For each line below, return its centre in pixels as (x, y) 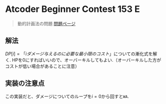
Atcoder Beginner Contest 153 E (73, 9)
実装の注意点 (25, 83)
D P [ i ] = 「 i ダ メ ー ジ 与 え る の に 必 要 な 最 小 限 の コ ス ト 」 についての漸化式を (79, 54)
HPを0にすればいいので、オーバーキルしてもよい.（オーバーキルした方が (86, 60)
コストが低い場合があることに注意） (42, 66)
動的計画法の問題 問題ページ (46, 23)
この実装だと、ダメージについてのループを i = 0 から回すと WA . (67, 96)
